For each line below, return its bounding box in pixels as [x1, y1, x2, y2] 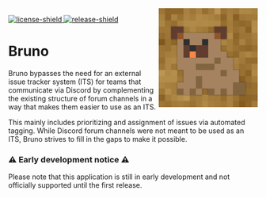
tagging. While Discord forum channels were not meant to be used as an [8, 126, 245, 135]
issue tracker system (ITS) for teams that [8, 77, 142, 86]
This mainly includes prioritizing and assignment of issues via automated [8, 117, 245, 127]
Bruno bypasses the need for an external [8, 68, 142, 78]
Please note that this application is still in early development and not [8, 172, 230, 181]
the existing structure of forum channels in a [8, 93, 153, 103]
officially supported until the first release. [8, 181, 142, 190]
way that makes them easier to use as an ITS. [8, 102, 157, 112]
